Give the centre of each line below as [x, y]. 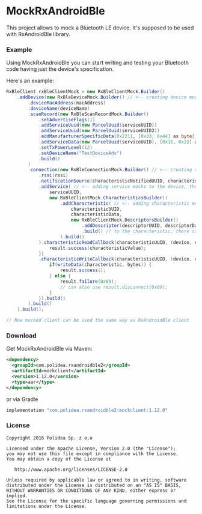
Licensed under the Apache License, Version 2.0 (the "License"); [91, 449]
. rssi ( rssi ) [53, 175]
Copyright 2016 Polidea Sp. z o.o [50, 438]
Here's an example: [30, 81]
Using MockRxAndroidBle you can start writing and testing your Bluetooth [98, 63]
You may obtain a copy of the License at [59, 459]
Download [22, 336]
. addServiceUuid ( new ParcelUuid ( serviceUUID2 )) [99, 131]
